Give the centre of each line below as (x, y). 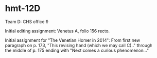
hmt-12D (23, 8)
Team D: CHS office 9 (27, 22)
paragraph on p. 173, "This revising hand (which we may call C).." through (79, 45)
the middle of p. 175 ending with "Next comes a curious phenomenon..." (77, 50)
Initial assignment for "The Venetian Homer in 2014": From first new (73, 40)
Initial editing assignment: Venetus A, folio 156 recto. (57, 31)
